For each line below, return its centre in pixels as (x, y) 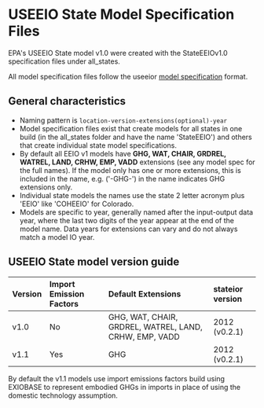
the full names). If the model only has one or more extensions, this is (130, 170)
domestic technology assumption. (63, 395)
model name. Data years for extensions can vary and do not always (128, 229)
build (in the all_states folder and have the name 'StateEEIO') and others (136, 137)
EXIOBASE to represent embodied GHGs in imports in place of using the (125, 387)
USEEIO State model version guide (94, 262)
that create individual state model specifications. (98, 145)
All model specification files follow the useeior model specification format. (128, 76)
